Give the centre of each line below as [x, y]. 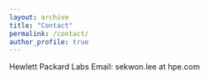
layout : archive [39, 17]
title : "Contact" [41, 25]
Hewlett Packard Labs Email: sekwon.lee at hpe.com [105, 67]
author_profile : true [49, 42]
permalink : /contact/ [49, 33]
